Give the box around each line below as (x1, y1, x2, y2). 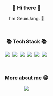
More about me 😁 (4, 74, 49, 81)
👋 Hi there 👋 (12, 4, 41, 11)
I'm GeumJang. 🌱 (9, 16, 44, 22)
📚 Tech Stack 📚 (6, 38, 47, 45)
